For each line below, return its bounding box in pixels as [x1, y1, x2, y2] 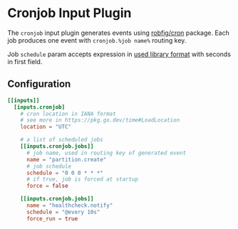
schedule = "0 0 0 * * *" [26, 169, 103, 176]
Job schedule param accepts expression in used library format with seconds [7, 50, 232, 58]
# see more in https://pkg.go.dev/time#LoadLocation [20, 117, 180, 124]
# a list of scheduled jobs [20, 137, 103, 144]
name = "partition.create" [26, 156, 107, 163]
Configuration [7, 78, 71, 90]
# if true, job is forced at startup [26, 176, 139, 183]
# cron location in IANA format [20, 110, 116, 117]
